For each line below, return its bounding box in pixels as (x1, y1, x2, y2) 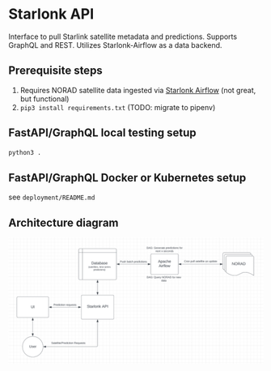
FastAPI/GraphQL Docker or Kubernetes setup (8, 171, 247, 185)
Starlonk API (8, 5, 95, 23)
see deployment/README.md (8, 192, 95, 203)
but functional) (19, 94, 70, 104)
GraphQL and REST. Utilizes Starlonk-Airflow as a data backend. (8, 40, 222, 49)
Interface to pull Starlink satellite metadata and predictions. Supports (8, 32, 237, 41)
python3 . (8, 148, 42, 156)
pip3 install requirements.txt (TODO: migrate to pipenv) (19, 102, 216, 112)
